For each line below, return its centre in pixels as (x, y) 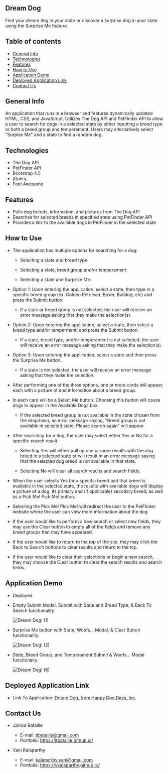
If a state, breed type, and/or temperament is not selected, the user (90, 340)
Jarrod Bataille (27, 725)
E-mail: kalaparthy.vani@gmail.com (56, 760)
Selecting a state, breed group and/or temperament (73, 270)
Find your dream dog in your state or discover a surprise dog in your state (81, 20)
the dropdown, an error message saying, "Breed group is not (83, 420)
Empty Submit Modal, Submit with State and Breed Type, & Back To (82, 605)
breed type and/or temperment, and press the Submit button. (75, 330)
